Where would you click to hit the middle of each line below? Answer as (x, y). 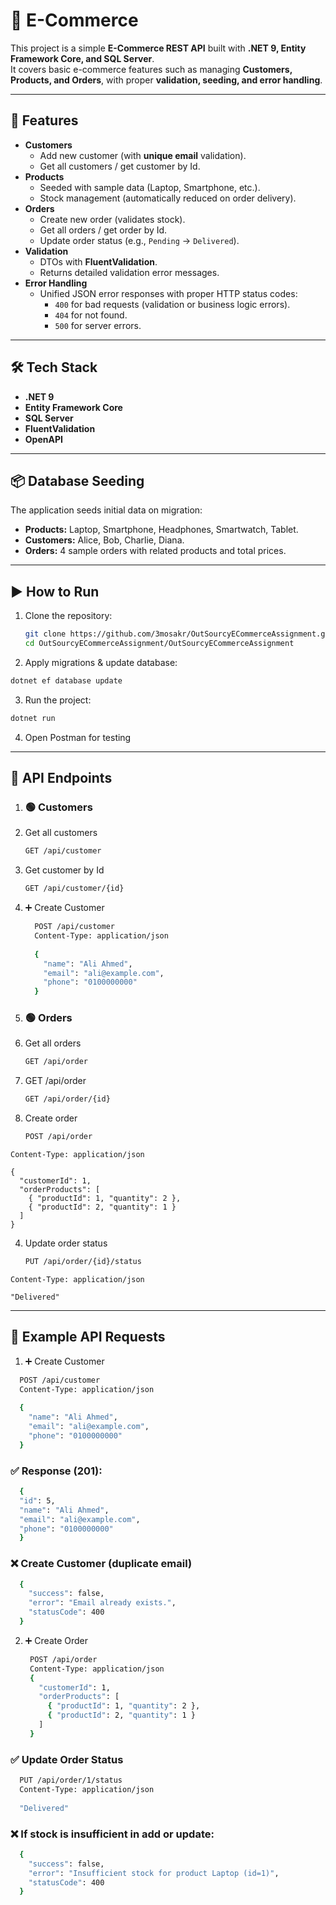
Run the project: (58, 700)
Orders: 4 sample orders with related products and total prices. (155, 551)
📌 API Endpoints (61, 778)
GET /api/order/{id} (67, 1099)
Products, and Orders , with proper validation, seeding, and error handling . (166, 80)
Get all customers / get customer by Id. (120, 166)
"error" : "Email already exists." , (102, 1603)
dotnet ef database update (66, 680)
